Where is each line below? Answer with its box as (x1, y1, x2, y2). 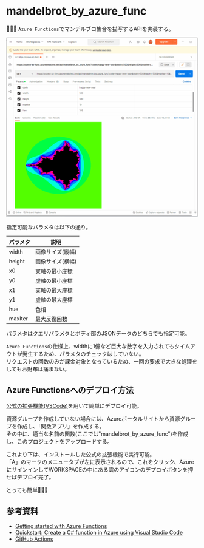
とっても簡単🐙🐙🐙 (6, 487, 49, 494)
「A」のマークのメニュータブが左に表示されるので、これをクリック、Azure (6, 458, 194, 465)
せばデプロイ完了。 (6, 473, 55, 481)
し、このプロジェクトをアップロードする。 (6, 438, 113, 445)
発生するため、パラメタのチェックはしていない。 (22, 350, 144, 357)
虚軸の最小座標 (35, 277, 73, 284)
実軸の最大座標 (35, 286, 73, 294)
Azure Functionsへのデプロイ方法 (6, 385, 134, 395)
